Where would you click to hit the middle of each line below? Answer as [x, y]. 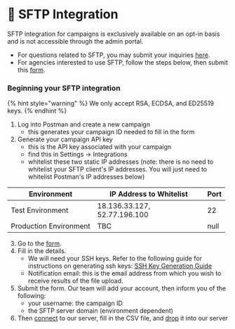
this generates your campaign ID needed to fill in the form [111, 132]
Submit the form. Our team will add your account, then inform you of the [122, 288]
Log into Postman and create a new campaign [84, 124]
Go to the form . [39, 244]
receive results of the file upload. [76, 281]
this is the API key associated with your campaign [100, 147]
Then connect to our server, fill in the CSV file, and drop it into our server [123, 318]
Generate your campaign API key [65, 139]
